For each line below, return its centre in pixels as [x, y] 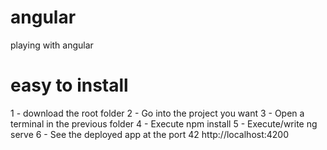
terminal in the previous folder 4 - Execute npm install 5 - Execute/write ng [164, 123]
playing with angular [52, 45]
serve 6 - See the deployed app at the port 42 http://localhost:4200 [150, 134]
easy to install [69, 85]
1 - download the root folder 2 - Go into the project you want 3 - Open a [157, 113]
